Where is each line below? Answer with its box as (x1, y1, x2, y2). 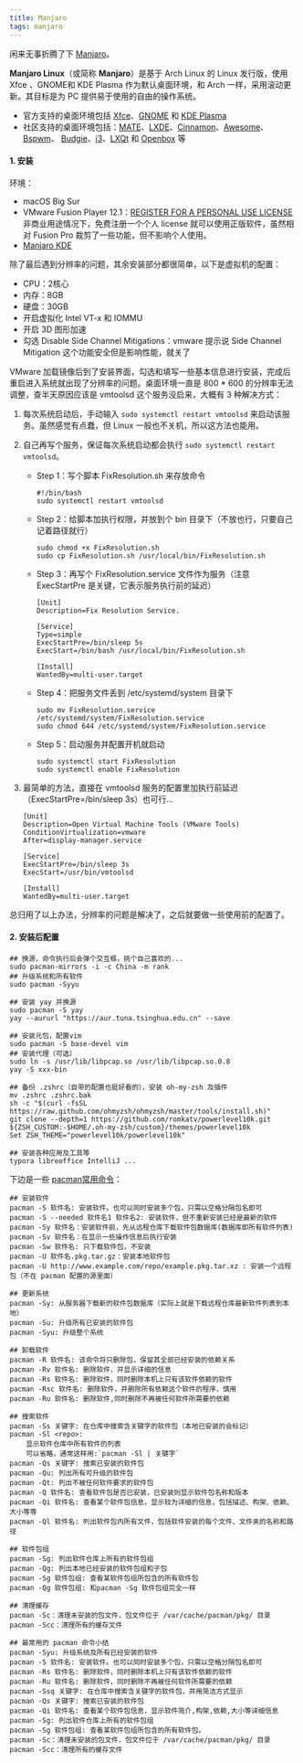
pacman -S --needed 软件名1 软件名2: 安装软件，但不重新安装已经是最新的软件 (9, 1213, 278, 1222)
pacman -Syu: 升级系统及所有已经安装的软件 (9, 1648, 158, 1657)
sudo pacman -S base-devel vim (9, 1039, 129, 1048)
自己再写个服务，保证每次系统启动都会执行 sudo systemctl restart (22, 439, 276, 450)
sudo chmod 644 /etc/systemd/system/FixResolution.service (36, 721, 266, 731)
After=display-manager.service (22, 836, 142, 845)
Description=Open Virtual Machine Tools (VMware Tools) (22, 819, 240, 828)
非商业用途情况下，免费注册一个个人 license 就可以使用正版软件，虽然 (22, 218, 287, 229)
